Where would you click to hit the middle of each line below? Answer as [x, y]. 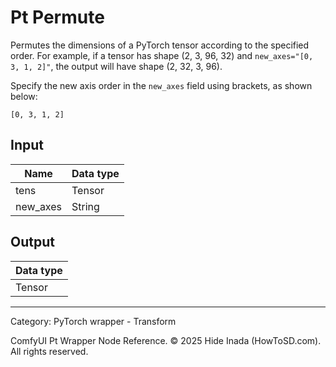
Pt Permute [57, 17]
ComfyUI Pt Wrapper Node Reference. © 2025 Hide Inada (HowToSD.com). [166, 340]
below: [24, 96]
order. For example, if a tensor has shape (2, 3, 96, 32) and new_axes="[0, [162, 55]
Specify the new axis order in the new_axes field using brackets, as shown [161, 85]
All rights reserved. [49, 351]
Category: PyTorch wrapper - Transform [93, 321]
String [85, 206]
